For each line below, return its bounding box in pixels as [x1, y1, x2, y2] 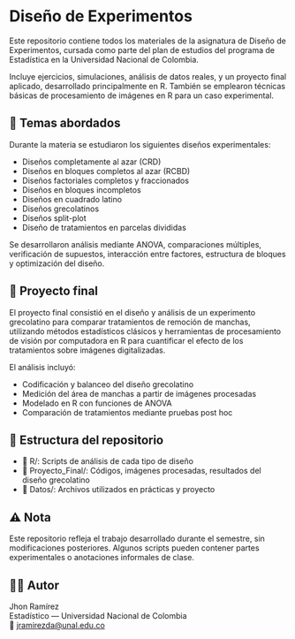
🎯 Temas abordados [9, 116, 121, 131]
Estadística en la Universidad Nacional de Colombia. [9, 54, 199, 65]
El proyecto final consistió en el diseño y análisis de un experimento [9, 307, 256, 317]
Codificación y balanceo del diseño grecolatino [21, 378, 194, 390]
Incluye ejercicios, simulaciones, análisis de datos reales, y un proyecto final [9, 71, 287, 81]
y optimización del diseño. [9, 258, 105, 269]
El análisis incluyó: [9, 361, 76, 372]
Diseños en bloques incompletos [21, 184, 141, 195]
